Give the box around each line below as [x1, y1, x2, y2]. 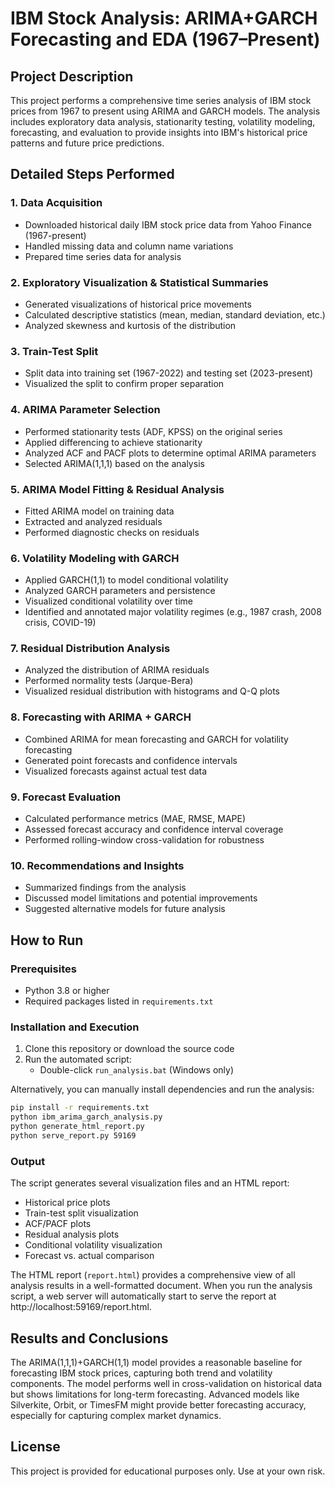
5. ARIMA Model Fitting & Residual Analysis [10, 482, 225, 496]
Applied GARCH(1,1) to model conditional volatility [24, 574, 229, 586]
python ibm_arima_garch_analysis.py [10, 1112, 163, 1122]
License [10, 1438, 61, 1456]
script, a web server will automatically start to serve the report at [10, 1290, 277, 1302]
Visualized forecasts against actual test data [24, 765, 208, 777]
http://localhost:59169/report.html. [10, 1301, 152, 1313]
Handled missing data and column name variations [24, 240, 234, 252]
